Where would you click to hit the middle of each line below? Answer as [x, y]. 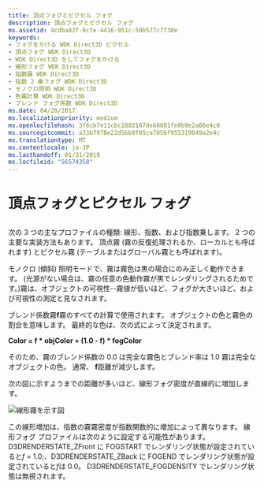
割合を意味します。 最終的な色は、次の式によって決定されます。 [112, 325]
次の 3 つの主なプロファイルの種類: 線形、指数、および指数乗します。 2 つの [132, 232]
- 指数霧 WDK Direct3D [44, 74]
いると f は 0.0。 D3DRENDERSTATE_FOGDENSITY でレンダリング [141, 466]
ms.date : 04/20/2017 [42, 111]
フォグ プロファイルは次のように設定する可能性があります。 [112, 436]
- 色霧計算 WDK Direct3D [46, 96]
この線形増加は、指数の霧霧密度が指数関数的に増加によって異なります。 [125, 427]
